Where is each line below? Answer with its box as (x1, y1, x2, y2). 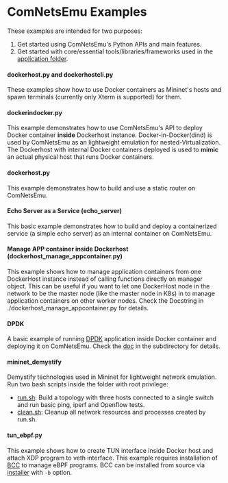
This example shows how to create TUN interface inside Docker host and (7, 446, 214, 454)
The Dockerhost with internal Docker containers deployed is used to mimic (7, 145, 219, 154)
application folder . (16, 54, 68, 62)
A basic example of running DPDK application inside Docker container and (7, 335, 217, 343)
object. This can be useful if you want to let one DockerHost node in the (7, 282, 210, 290)
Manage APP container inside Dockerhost (7, 245, 129, 253)
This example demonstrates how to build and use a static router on (7, 184, 196, 192)
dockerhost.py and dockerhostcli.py (7, 70, 114, 79)
